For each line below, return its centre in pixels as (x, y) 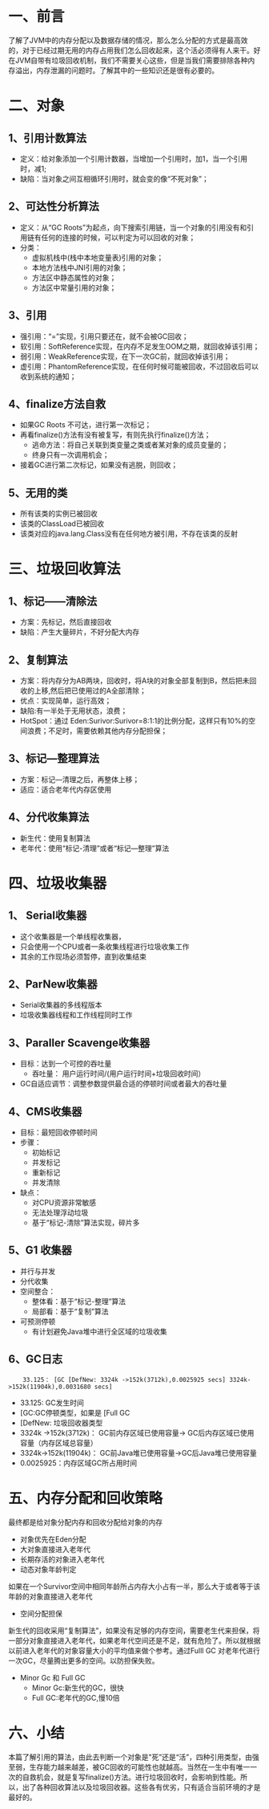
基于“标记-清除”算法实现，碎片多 (86, 1223)
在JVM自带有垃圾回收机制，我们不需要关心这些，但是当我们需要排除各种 (128, 60)
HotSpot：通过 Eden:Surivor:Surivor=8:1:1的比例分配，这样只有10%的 (134, 721)
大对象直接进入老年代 (55, 1549)
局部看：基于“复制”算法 (70, 1311)
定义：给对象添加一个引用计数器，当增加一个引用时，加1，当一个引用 (134, 158)
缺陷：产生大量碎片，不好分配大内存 (80, 632)
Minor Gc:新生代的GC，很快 (78, 1688)
